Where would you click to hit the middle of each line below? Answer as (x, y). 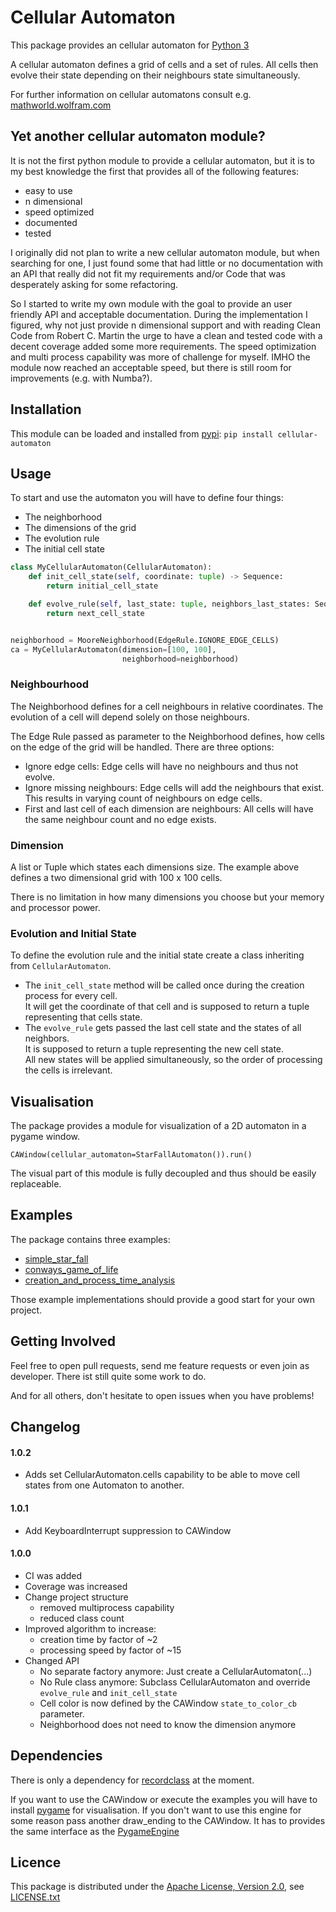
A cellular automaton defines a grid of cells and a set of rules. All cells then (164, 64)
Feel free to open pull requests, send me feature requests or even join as (160, 1365)
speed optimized (59, 212)
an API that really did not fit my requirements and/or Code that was (148, 273)
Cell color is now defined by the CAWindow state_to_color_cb (168, 1703)
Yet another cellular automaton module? (138, 136)
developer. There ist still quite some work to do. (108, 1376)
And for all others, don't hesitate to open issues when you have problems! (162, 1395)
